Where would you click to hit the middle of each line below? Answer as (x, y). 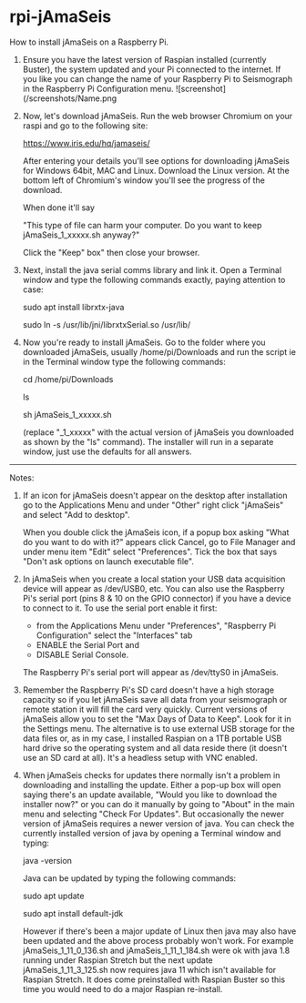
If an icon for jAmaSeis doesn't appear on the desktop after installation (155, 495)
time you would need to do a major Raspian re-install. (122, 988)
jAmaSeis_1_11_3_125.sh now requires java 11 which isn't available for (149, 969)
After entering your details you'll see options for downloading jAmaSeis (156, 160)
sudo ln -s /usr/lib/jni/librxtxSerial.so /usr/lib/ (107, 324)
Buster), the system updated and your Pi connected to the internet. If (152, 69)
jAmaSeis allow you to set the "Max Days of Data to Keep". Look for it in (157, 719)
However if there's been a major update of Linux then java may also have (159, 931)
